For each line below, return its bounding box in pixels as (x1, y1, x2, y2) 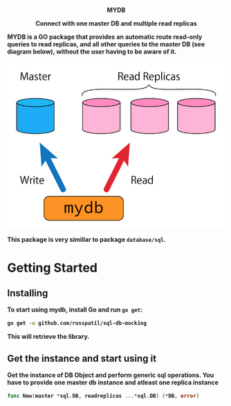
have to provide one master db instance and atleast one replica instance (7, 378, 219, 387)
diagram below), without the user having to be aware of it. (7, 48, 177, 55)
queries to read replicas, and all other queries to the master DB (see (7, 40, 205, 48)
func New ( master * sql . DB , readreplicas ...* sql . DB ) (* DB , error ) (7, 393, 200, 400)
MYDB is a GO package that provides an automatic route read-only (7, 33, 203, 41)
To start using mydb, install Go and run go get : (7, 306, 143, 314)
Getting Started (7, 260, 98, 276)
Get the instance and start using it (7, 353, 157, 364)
